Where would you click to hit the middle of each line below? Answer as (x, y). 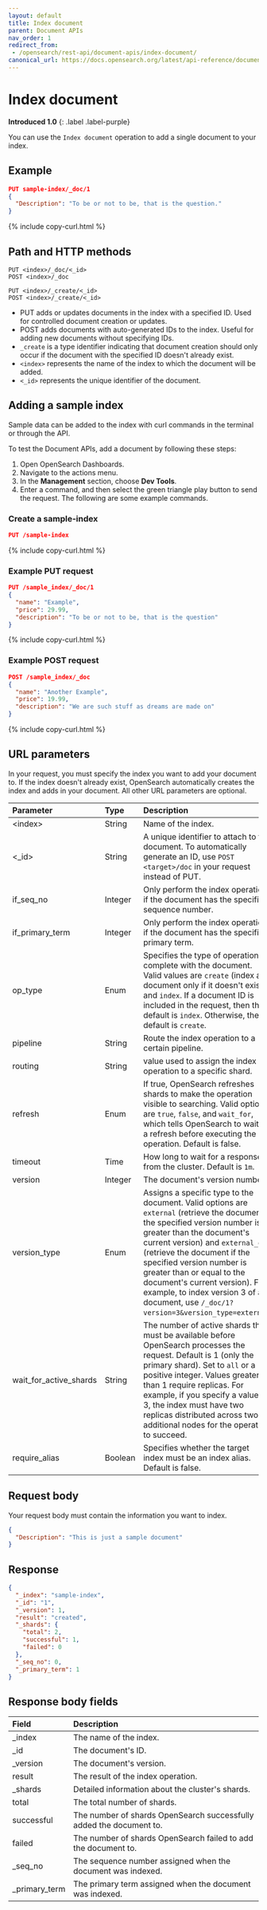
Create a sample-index (53, 518)
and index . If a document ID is (198, 995)
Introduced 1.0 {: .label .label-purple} (70, 121)
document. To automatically (195, 846)
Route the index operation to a (199, 1038)
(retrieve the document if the (196, 1252)
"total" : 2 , (42, 1632)
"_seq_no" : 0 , (39, 1662)
